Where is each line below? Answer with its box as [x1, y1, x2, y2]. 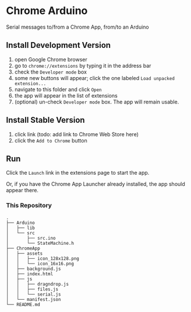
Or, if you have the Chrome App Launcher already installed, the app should [6, 181, 185, 188]
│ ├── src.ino [6, 235, 56, 241]
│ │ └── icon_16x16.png [6, 261, 75, 266]
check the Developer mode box [14, 68, 87, 75]
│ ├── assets [6, 250, 43, 256]
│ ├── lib [6, 225, 35, 231]
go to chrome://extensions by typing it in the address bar [14, 62, 151, 69]
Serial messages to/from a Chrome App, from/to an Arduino [6, 23, 150, 30]
